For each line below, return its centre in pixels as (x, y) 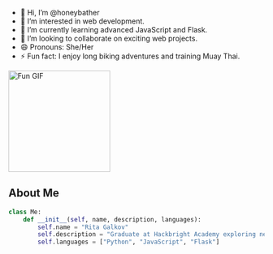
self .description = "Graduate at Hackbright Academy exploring (147, 235)
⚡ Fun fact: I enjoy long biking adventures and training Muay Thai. (130, 56)
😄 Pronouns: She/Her (57, 47)
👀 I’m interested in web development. (82, 21)
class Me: (25, 212)
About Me (34, 194)
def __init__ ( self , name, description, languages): (112, 219)
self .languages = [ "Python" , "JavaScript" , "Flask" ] (129, 242)
